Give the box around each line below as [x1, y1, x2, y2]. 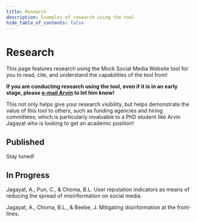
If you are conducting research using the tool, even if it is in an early [6, 83, 178, 90]
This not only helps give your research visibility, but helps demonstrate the [6, 101, 190, 108]
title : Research [6, 8, 47, 15]
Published [6, 137, 45, 147]
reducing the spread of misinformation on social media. [6, 192, 142, 199]
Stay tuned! [6, 153, 35, 160]
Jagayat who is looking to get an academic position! [6, 120, 134, 127]
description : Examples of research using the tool [6, 14, 135, 20]
